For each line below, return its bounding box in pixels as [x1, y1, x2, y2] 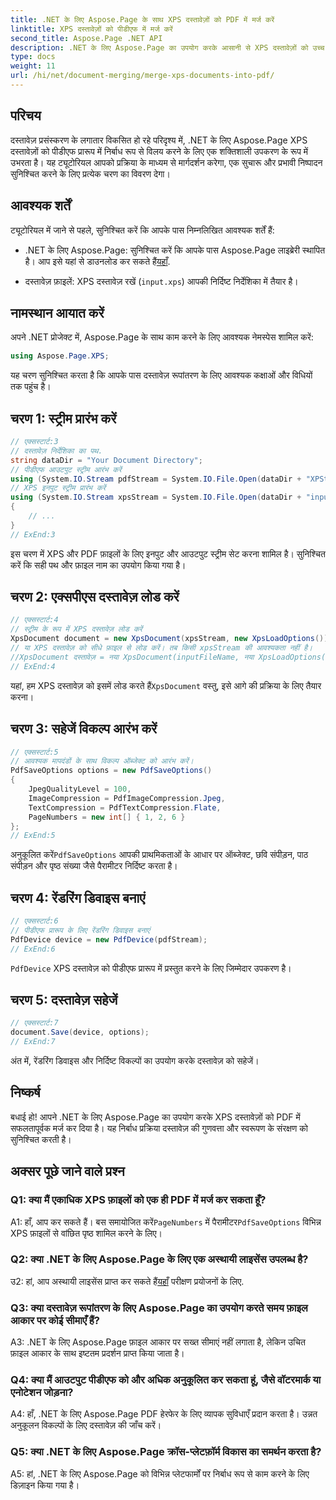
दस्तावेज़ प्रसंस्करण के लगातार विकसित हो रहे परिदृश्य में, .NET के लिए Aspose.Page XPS [10, 134, 308, 146]
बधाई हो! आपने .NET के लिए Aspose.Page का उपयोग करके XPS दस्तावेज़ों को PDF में [10, 1111, 301, 1123]
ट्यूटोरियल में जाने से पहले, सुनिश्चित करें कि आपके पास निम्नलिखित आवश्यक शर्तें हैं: [10, 224, 275, 236]
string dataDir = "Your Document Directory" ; [10, 455, 203, 465]
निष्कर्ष [10, 1084, 41, 1101]
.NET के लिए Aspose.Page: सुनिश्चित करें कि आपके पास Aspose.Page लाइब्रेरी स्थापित [24, 244, 326, 256]
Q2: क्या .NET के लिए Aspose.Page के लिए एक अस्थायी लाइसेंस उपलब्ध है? [10, 1252, 309, 1266]
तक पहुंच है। [10, 381, 52, 393]
